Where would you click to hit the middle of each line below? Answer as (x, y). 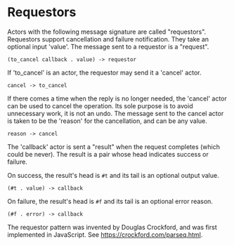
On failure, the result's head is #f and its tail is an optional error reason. (110, 201)
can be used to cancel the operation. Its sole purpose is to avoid (100, 105)
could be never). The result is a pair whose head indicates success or (108, 154)
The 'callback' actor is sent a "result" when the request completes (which (113, 147)
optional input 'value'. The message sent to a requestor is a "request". (108, 46)
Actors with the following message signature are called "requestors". (107, 32)
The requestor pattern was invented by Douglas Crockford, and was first (112, 227)
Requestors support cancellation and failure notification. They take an (108, 39)
